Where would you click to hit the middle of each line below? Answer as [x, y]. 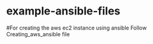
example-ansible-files [63, 11]
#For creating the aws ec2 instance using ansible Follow [76, 28]
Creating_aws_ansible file [38, 34]
